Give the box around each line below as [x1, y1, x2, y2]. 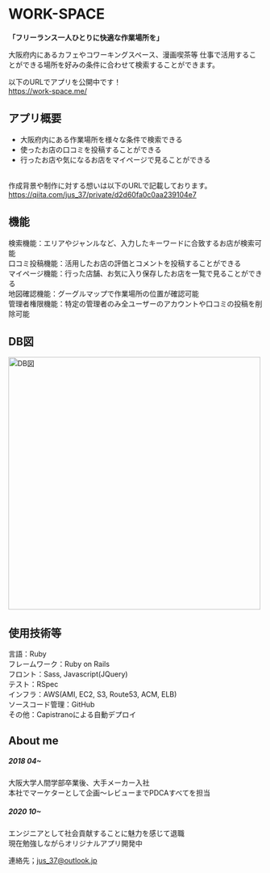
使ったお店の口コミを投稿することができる [19, 145, 162, 154]
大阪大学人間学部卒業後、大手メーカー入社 [8, 778, 150, 787]
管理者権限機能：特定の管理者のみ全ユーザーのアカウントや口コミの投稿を [8, 298, 255, 308]
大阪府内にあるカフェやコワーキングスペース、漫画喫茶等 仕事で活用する [8, 49, 250, 59]
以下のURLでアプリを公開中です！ [8, 77, 122, 86]
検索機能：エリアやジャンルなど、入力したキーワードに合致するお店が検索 [8, 238, 255, 247]
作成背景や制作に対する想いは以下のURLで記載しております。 [8, 180, 212, 190]
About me [8, 733, 59, 748]
